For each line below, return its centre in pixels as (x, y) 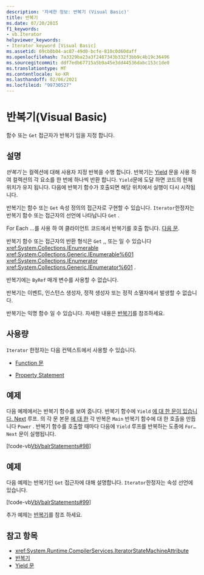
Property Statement (40, 375)
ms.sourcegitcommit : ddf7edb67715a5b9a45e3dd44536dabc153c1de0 (88, 63)
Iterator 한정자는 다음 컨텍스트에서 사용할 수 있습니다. (71, 350)
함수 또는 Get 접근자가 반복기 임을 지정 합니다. (60, 135)
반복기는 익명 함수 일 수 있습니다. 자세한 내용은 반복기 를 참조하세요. (86, 313)
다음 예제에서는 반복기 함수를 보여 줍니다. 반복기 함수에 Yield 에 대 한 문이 (94, 411)
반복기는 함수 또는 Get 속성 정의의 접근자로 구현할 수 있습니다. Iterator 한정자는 (100, 208)
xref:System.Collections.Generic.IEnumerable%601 (70, 254)
